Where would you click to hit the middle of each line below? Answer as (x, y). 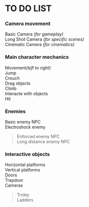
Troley (23, 195)
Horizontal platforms (25, 165)
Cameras (14, 186)
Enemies (15, 111)
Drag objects (18, 83)
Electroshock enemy (25, 127)
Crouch (13, 78)
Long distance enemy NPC (43, 142)
